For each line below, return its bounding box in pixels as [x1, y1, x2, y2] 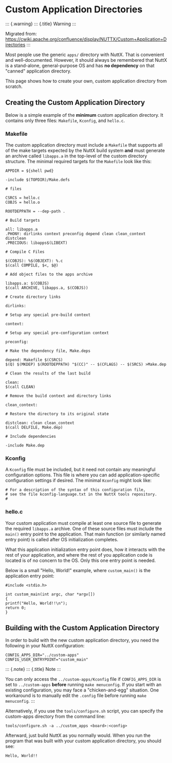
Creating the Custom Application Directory [5, 98, 145, 107]
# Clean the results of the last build [5, 371, 91, 376]
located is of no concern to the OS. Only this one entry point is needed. [5, 557, 156, 563]
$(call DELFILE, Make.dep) [5, 425, 63, 430]
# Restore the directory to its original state [5, 412, 109, 417]
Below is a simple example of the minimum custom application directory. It [5, 112, 163, 118]
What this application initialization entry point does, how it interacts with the [5, 546, 165, 553]
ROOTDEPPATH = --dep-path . [5, 209, 66, 214]
